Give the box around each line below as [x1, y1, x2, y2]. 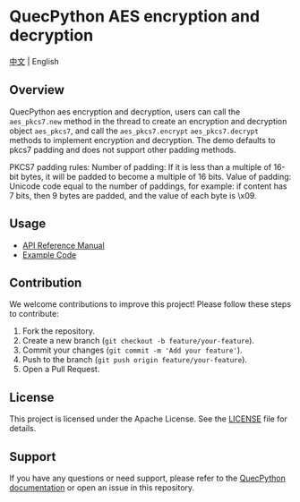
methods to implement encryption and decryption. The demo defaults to [9, 134, 276, 145]
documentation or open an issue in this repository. [9, 482, 195, 493]
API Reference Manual [21, 240, 105, 251]
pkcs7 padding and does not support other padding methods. [9, 144, 236, 155]
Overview [9, 82, 65, 98]
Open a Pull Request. [21, 364, 100, 375]
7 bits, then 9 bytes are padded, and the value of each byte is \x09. [9, 190, 257, 200]
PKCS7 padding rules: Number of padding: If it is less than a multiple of [9, 161, 272, 172]
